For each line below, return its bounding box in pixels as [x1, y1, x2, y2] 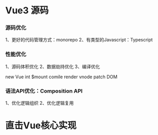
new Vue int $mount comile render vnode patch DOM [5, 74, 118, 80]
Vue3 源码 [5, 5, 49, 16]
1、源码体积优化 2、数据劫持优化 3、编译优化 [5, 63, 100, 70]
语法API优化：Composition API [5, 87, 83, 95]
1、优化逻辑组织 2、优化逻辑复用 [5, 100, 74, 106]
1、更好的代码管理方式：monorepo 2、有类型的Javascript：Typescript [5, 37, 153, 43]
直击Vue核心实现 [5, 120, 77, 131]
